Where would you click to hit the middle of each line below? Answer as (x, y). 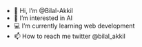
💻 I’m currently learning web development (74, 26)
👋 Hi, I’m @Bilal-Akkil (43, 11)
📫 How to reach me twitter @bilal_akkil (69, 36)
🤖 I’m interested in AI (43, 18)
